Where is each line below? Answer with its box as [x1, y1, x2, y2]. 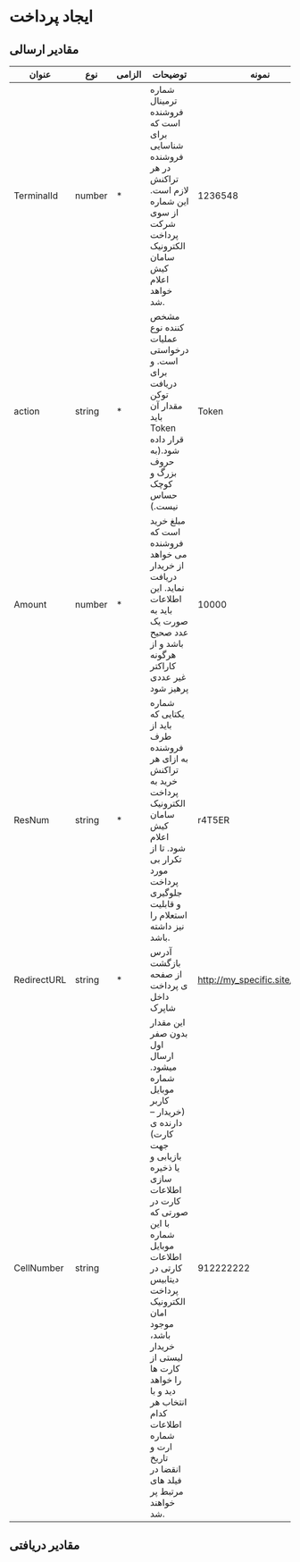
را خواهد [150, 1373, 182, 1386]
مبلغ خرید [150, 515, 186, 526]
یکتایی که [150, 708, 185, 720]
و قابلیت [150, 898, 181, 910]
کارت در [150, 1195, 181, 1207]
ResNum [13, 814, 50, 826]
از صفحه [150, 968, 183, 980]
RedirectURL [13, 974, 67, 986]
